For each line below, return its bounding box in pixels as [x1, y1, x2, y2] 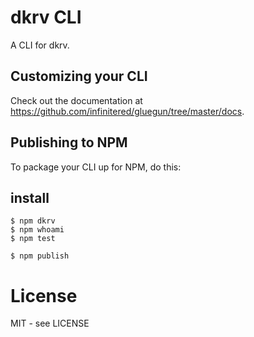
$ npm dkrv [10, 216, 56, 226]
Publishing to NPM [10, 134, 128, 151]
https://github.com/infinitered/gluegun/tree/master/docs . [10, 105, 245, 117]
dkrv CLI [10, 6, 82, 29]
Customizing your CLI [10, 68, 148, 85]
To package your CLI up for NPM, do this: [10, 161, 182, 173]
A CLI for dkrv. [10, 39, 70, 51]
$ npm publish [10, 251, 70, 261]
